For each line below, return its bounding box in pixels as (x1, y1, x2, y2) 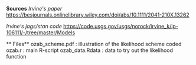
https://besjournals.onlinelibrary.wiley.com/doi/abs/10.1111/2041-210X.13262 (6, 11, 190, 18)
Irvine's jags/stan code (6, 23, 62, 30)
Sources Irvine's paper (6, 5, 63, 12)
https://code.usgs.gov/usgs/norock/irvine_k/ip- (63, 23, 179, 30)
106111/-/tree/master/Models (6, 29, 76, 36)
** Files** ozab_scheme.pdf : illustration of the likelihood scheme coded (6, 41, 182, 47)
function (6, 53, 27, 60)
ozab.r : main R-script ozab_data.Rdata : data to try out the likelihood (6, 47, 173, 54)
